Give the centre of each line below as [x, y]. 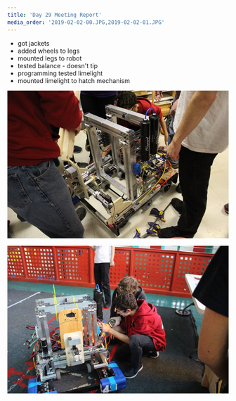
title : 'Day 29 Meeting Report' [54, 15]
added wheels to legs [48, 51]
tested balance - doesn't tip [58, 65]
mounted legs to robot [50, 58]
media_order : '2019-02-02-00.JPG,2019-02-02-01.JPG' [86, 22]
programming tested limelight [60, 73]
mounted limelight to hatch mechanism [73, 80]
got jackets [33, 43]
